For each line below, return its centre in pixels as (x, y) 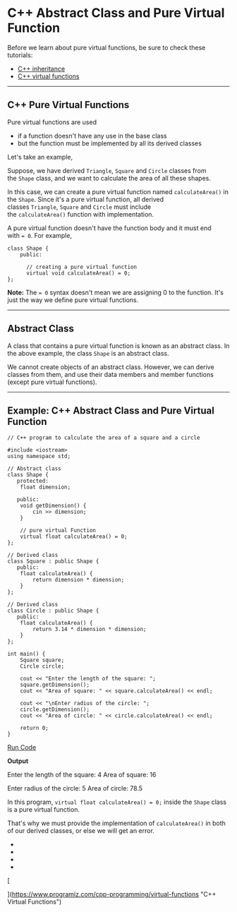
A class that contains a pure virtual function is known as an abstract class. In (119, 346)
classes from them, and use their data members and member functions (110, 374)
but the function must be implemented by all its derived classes (110, 143)
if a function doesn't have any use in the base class (92, 136)
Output (18, 761)
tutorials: (20, 55)
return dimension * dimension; (79, 580)
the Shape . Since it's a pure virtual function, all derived (86, 199)
